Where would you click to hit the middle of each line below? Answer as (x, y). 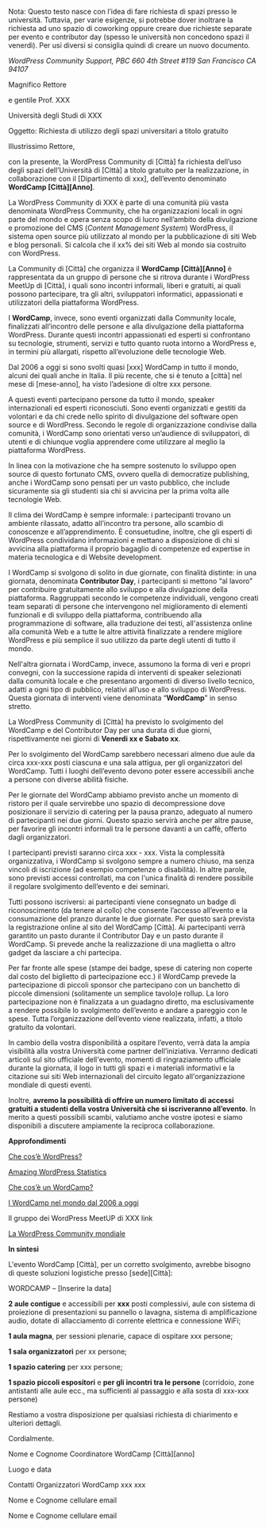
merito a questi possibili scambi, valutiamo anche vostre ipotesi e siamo (125, 1117)
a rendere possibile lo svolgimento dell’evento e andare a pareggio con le (128, 1010)
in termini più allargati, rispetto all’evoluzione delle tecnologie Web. (117, 352)
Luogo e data (30, 1469)
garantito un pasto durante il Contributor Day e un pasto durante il (116, 936)
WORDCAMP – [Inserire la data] (60, 1288)
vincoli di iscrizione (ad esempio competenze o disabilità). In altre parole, (128, 869)
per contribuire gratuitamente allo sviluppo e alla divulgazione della (118, 589)
